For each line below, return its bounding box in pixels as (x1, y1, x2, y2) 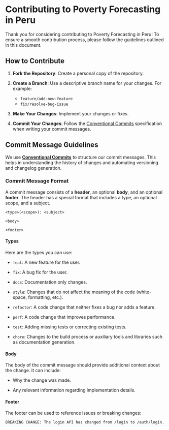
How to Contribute (5, 57, 65, 66)
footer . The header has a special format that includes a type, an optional (5, 194, 157, 200)
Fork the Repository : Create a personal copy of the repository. (12, 70, 144, 76)
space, (12, 294, 27, 300)
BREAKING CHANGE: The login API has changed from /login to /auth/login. (5, 420, 165, 425)
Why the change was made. (12, 377, 72, 383)
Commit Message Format (5, 177, 69, 185)
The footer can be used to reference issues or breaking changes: (5, 410, 142, 416)
